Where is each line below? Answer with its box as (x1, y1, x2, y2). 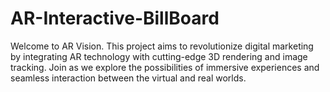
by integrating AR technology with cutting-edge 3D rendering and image (10, 50, 308, 62)
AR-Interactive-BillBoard (10, 7, 220, 30)
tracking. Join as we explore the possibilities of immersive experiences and (10, 61, 320, 73)
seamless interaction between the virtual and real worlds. (10, 72, 247, 84)
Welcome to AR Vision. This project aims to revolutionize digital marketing (10, 40, 314, 52)
